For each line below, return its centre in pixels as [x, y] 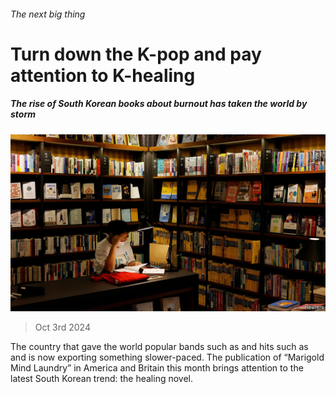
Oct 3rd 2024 [62, 327]
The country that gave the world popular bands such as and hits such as [159, 347]
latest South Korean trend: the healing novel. [102, 379]
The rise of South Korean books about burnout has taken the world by [159, 104]
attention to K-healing [103, 75]
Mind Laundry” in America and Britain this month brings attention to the [157, 368]
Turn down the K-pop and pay [136, 54]
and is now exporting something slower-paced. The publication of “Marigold [167, 357]
